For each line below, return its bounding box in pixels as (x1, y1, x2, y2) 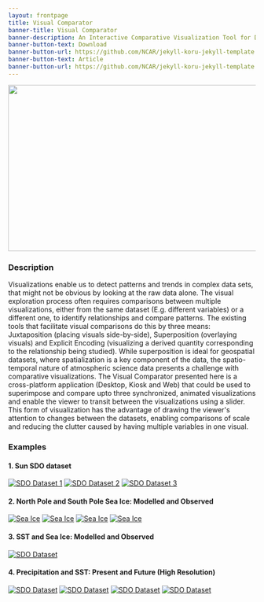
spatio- (222, 355, 246, 364)
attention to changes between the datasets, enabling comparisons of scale (8, 414, 250, 423)
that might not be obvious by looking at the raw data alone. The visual (8, 288, 234, 297)
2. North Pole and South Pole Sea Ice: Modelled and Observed (8, 497, 214, 506)
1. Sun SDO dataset (8, 461, 72, 471)
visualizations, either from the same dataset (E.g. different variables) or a (8, 305, 244, 315)
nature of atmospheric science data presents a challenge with (38, 364, 240, 373)
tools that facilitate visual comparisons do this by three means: (8, 322, 211, 331)
